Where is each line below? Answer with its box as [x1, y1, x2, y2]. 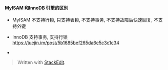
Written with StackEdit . [17, 59, 66, 65]
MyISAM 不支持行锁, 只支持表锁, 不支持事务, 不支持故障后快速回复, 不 [12, 17, 159, 23]
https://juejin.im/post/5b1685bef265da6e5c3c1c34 [12, 40, 120, 46]
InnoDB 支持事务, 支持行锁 [12, 34, 68, 40]
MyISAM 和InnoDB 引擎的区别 [5, 5, 69, 11]
